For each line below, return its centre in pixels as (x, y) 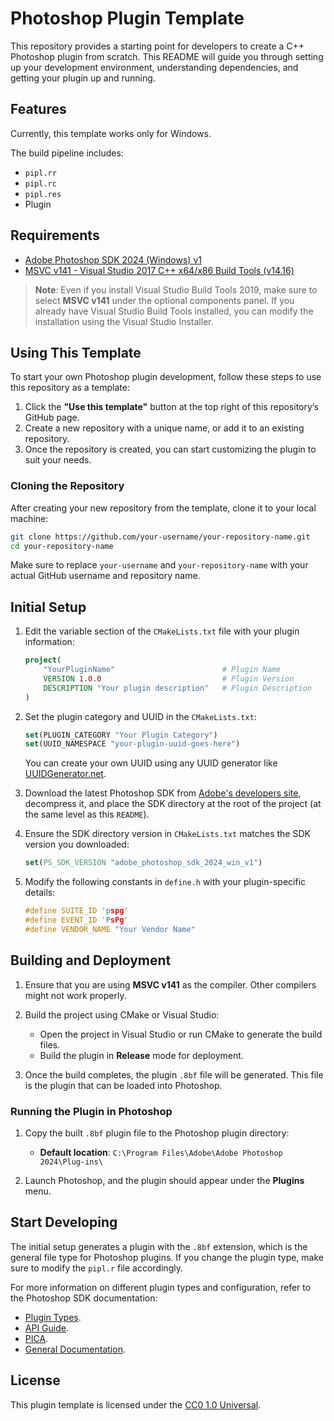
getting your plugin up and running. (83, 78)
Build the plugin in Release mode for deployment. (141, 1055)
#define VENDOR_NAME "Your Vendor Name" (110, 929)
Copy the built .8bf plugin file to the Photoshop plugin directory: (157, 1133)
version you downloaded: (77, 844)
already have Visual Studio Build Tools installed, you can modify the (174, 311)
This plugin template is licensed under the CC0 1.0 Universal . (136, 1404)
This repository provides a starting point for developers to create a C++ (157, 46)
